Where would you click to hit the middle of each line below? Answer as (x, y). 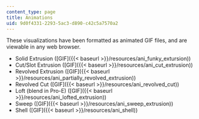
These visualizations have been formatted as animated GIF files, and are (97, 41)
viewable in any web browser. (44, 47)
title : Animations (30, 18)
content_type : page (31, 12)
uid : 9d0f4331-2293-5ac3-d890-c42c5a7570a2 (62, 23)
